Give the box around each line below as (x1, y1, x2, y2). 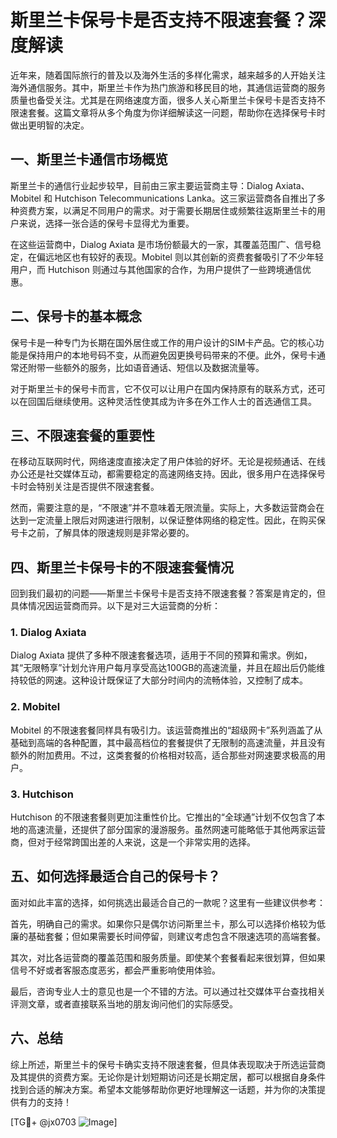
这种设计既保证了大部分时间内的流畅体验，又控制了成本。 (71, 674, 308, 686)
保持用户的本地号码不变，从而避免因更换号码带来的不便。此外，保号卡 (27, 349, 317, 361)
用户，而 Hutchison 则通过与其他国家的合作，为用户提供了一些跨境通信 (10, 263, 303, 275)
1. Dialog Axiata (10, 626, 87, 640)
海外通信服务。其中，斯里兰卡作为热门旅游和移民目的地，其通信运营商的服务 (10, 81, 326, 93)
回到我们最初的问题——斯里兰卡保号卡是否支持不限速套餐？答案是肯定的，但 (10, 587, 326, 600)
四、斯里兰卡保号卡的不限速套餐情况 (10, 559, 234, 576)
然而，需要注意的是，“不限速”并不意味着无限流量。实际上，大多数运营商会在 (10, 502, 325, 514)
